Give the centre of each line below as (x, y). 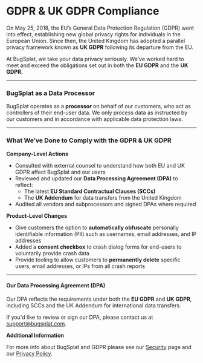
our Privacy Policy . (29, 353)
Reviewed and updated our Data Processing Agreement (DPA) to (96, 178)
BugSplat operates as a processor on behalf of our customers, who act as (99, 106)
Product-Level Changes (37, 215)
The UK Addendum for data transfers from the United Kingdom (103, 197)
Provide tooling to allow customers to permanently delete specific (98, 260)
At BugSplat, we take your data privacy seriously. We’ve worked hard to (95, 59)
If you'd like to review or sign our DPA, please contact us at (80, 317)
